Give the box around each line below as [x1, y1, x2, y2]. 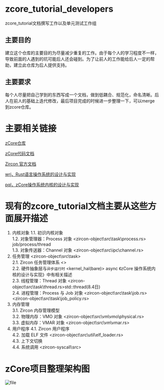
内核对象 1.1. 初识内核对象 [12, 230, 63, 236]
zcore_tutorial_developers [5, 3, 114, 15]
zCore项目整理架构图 [5, 363, 90, 374]
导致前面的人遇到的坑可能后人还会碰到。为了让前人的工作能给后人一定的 [5, 56, 150, 62]
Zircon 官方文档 [5, 161, 37, 167]
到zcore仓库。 [5, 104, 34, 110]
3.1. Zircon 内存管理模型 [12, 307, 60, 314]
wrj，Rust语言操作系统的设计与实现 [5, 171, 76, 177]
